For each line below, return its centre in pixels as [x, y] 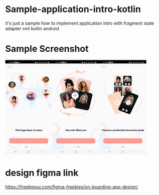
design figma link [42, 173]
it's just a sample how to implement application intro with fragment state [80, 23]
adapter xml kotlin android [32, 28]
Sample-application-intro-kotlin [73, 9]
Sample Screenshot [47, 49]
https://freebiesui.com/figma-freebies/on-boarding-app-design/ [72, 186]
